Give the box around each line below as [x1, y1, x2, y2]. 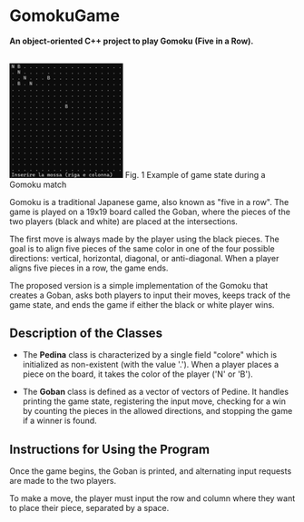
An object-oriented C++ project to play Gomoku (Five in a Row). [9, 35, 254, 46]
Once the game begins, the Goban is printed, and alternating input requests [9, 466, 292, 477]
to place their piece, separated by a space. [9, 503, 170, 514]
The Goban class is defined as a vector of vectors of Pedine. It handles [22, 387, 289, 398]
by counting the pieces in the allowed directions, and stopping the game [22, 406, 293, 417]
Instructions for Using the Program [9, 441, 211, 457]
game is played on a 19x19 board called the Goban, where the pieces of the [9, 206, 290, 217]
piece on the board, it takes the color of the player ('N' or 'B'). [22, 369, 254, 379]
